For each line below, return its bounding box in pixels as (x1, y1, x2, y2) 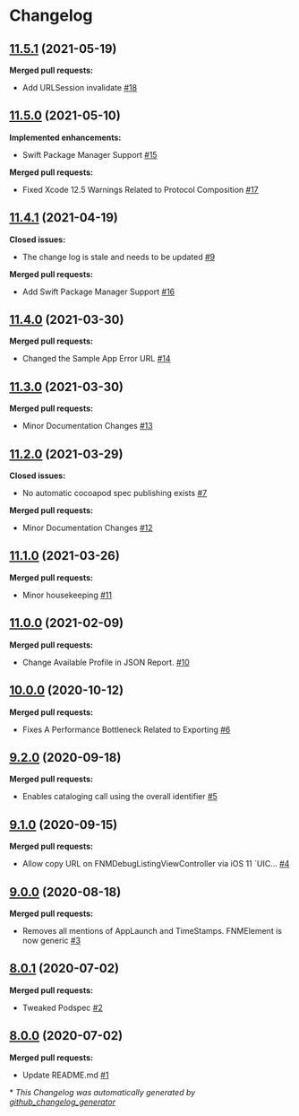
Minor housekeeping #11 (21, 589, 112, 600)
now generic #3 (21, 935, 81, 946)
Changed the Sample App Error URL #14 (21, 353, 171, 364)
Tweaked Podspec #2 (21, 1002, 103, 1013)
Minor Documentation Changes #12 (21, 522, 154, 534)
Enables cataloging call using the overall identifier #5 (21, 791, 218, 802)
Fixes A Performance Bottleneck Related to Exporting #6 (21, 724, 231, 735)
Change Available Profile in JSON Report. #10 (21, 657, 190, 667)
